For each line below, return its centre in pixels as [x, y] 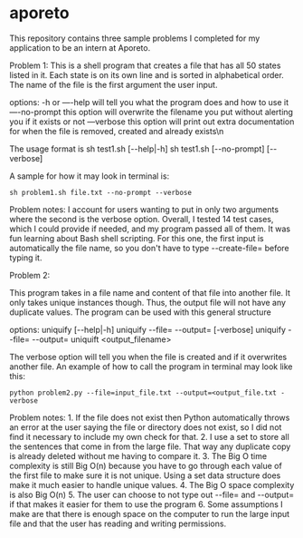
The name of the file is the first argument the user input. [114, 84]
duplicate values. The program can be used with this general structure [140, 312]
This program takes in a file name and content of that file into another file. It [150, 292]
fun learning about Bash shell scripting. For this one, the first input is [137, 238]
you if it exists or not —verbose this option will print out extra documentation [152, 122]
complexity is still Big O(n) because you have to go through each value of [146, 465]
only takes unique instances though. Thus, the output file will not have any [148, 302]
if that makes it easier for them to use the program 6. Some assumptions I [146, 504]
